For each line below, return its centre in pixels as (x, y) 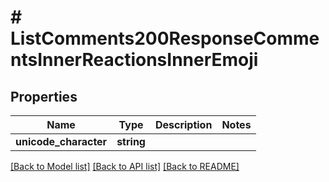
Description (183, 124)
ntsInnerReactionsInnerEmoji (134, 60)
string (131, 141)
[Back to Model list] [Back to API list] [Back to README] (125, 166)
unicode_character (61, 141)
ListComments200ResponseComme (165, 38)
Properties (44, 96)
